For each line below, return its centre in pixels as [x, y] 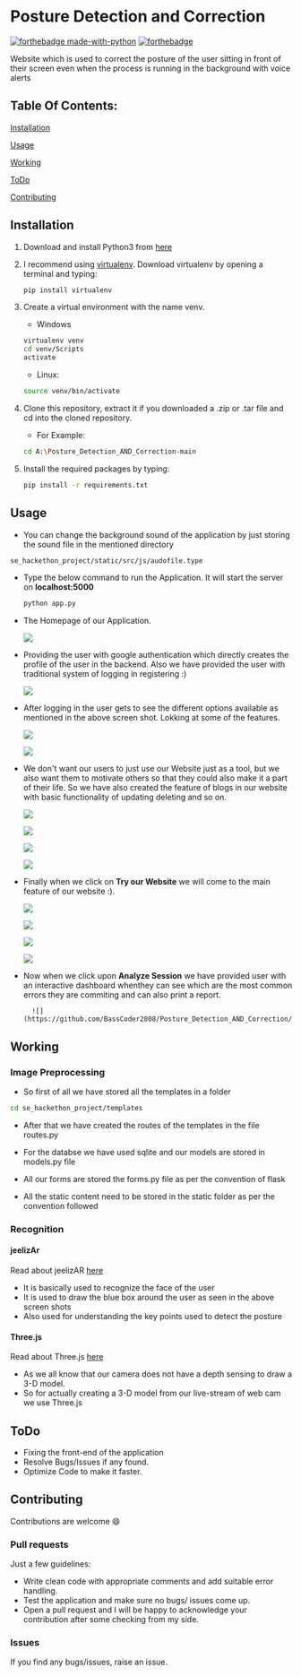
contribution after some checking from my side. [111, 1620]
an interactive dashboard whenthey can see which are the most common [158, 985]
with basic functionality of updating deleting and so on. [125, 797]
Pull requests [39, 1544]
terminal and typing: [60, 273]
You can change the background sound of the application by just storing [156, 534]
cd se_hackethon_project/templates [77, 1108]
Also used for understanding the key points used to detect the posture [153, 1316]
